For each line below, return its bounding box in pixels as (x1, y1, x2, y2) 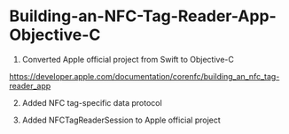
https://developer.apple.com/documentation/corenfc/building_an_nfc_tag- (9, 71, 280, 81)
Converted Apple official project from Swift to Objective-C (21, 54, 235, 64)
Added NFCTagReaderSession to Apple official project (21, 115, 222, 125)
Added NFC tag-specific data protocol (21, 97, 162, 108)
